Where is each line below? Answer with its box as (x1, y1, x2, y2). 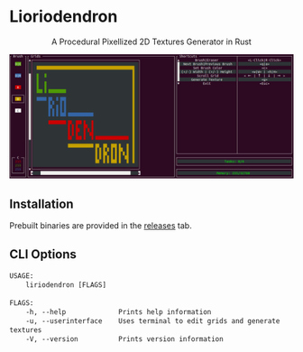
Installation (9, 196, 74, 211)
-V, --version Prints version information (25, 335, 224, 344)
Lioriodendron (9, 6, 118, 27)
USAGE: (9, 272, 34, 281)
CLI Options (9, 246, 77, 262)
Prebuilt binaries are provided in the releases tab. (9, 220, 192, 231)
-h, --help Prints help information (25, 308, 212, 317)
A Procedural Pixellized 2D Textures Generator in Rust (50, 36, 252, 47)
